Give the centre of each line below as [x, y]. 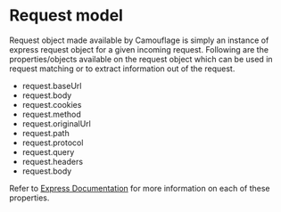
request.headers [52, 161]
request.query [48, 151]
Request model [66, 16]
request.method [52, 114]
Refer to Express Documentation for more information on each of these [140, 188]
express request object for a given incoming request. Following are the [139, 49]
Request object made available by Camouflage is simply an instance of [139, 40]
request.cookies [52, 104]
